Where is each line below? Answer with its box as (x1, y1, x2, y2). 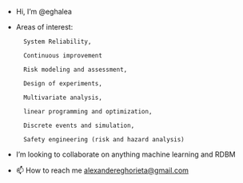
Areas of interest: (15, 22, 74, 31)
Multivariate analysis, (23, 93, 102, 101)
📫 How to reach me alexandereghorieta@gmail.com (15, 165, 189, 175)
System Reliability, (23, 38, 92, 46)
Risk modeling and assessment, (23, 66, 128, 74)
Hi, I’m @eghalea (15, 7, 72, 16)
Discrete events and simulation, (23, 121, 135, 129)
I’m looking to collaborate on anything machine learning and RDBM (15, 149, 236, 159)
